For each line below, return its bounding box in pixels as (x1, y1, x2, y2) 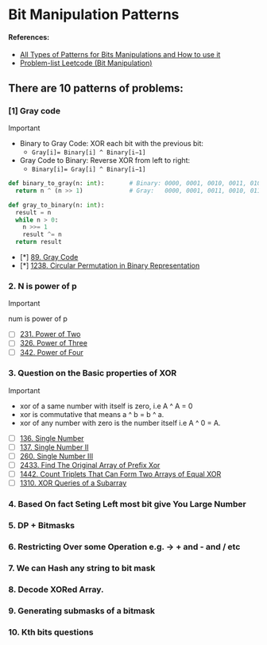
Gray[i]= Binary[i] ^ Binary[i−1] (31, 149, 146, 156)
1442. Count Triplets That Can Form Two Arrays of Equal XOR (19, 469, 222, 479)
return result (15, 238, 62, 246)
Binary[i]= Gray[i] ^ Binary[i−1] (31, 165, 146, 174)
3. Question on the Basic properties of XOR (8, 368, 177, 379)
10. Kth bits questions (8, 626, 94, 637)
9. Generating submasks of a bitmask (8, 605, 156, 616)
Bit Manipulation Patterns (8, 6, 180, 24)
